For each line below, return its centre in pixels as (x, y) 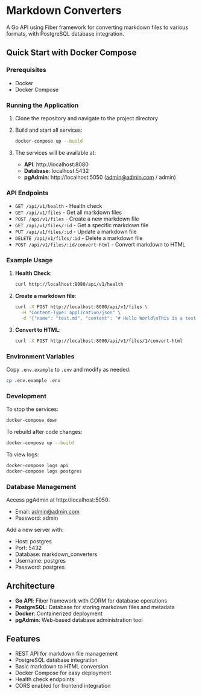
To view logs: (23, 454)
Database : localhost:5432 (56, 170)
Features (23, 639)
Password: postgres (40, 567)
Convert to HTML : (38, 329)
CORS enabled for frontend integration (63, 685)
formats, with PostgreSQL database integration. (65, 33)
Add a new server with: (35, 530)
